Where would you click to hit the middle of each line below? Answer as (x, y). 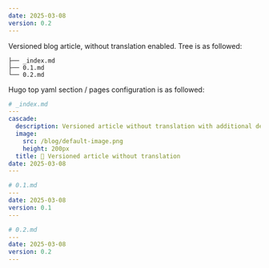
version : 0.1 (30, 208)
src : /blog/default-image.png (73, 141)
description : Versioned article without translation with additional (134, 126)
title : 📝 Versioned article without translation (98, 156)
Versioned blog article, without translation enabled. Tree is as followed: (125, 46)
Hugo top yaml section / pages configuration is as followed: (106, 90)
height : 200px (46, 149)
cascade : (23, 119)
